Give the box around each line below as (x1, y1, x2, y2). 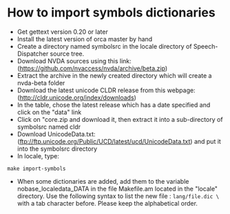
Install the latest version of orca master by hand (17, 34, 153, 43)
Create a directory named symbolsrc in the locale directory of (17, 42, 192, 50)
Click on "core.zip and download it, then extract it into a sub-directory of (17, 115, 223, 123)
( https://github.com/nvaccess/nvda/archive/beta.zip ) (17, 64, 167, 72)
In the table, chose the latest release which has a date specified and (17, 100, 211, 109)
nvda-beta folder (17, 78, 65, 87)
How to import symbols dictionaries (7, 5, 216, 21)
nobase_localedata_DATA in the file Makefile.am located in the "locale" (17, 184, 218, 193)
